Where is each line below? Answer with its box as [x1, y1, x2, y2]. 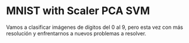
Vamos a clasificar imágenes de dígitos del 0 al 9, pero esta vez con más [6, 24, 183, 31]
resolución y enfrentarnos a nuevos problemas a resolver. [6, 29, 146, 37]
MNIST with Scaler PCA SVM [6, 4, 151, 18]
